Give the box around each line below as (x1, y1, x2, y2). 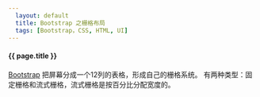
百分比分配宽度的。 (112, 80, 175, 89)
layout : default (15, 11, 69, 20)
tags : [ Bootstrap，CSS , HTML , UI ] (15, 26, 128, 34)
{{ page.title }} (8, 51, 58, 60)
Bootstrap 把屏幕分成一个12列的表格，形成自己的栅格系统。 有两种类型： (8, 69, 246, 80)
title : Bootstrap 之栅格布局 (15, 19, 105, 27)
